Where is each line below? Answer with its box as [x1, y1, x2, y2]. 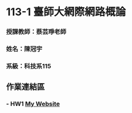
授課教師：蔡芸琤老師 [6, 28, 66, 36]
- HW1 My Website [6, 100, 60, 108]
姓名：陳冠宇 [6, 45, 43, 53]
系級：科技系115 [6, 62, 52, 70]
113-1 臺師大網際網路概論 [6, 5, 126, 19]
